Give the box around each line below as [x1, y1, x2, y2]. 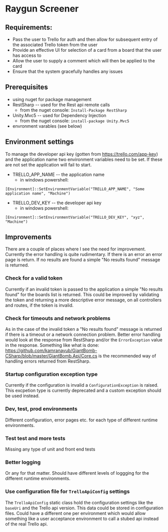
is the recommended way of [98, 353, 156, 359]
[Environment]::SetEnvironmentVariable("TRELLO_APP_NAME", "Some [5, 187, 144, 192]
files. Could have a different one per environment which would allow [5, 510, 146, 516]
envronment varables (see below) [12, 123, 82, 129]
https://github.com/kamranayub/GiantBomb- [5, 347, 97, 353]
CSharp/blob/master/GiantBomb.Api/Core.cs [5, 353, 98, 359]
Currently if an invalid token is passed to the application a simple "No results [5, 286, 163, 292]
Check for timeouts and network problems [5, 315, 111, 322]
